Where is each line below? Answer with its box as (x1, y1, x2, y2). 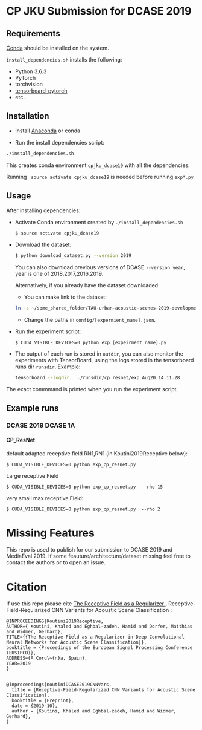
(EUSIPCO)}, (6, 650, 36, 656)
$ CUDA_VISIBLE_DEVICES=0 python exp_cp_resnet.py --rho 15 (6, 484, 163, 490)
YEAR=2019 (6, 660, 31, 666)
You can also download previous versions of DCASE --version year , (14, 264, 186, 271)
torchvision (14, 80, 43, 88)
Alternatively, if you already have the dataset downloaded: (14, 282, 160, 289)
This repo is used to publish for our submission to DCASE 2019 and (6, 546, 173, 553)
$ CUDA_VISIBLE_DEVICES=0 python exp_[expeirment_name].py (14, 340, 167, 346)
